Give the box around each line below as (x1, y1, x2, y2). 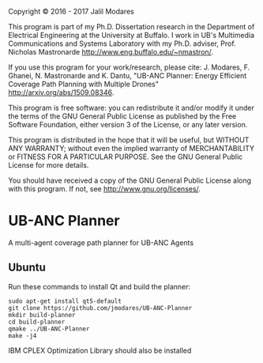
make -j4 (8, 331, 37, 339)
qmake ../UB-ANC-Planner (8, 324, 90, 333)
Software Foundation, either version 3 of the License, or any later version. (8, 120, 248, 129)
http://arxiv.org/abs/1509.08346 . (8, 88, 115, 97)
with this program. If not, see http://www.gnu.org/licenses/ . (8, 184, 201, 193)
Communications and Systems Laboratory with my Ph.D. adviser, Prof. (8, 39, 236, 48)
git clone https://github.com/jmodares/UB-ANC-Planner (8, 304, 193, 312)
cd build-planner (8, 318, 66, 326)
